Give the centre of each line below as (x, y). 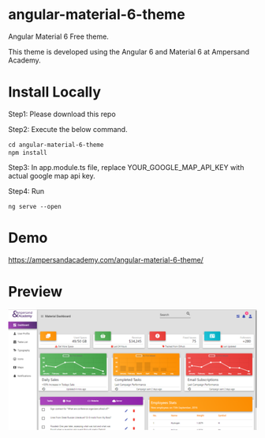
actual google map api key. (52, 176)
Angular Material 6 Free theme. (58, 36)
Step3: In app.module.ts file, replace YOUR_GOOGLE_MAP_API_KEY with (126, 167)
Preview (35, 292)
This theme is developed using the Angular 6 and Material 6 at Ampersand (129, 51)
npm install (28, 153)
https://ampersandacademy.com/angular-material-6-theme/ (106, 259)
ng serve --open (35, 206)
